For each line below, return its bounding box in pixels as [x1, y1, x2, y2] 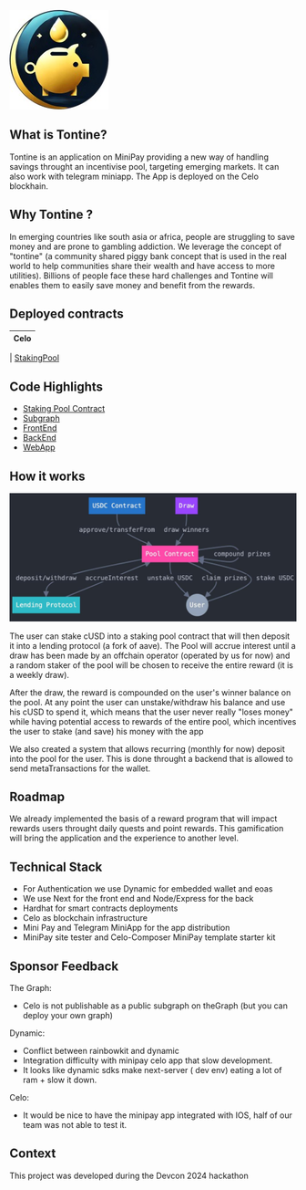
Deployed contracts [9, 307, 125, 322]
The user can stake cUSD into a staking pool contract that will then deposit [9, 631, 291, 642]
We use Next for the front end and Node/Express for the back [22, 893, 254, 904]
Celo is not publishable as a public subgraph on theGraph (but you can [22, 1000, 289, 1011]
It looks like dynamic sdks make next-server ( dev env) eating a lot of [22, 1064, 282, 1075]
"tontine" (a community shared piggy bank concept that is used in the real [9, 250, 287, 261]
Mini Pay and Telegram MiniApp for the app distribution [22, 923, 230, 934]
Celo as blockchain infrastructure [22, 913, 148, 924]
